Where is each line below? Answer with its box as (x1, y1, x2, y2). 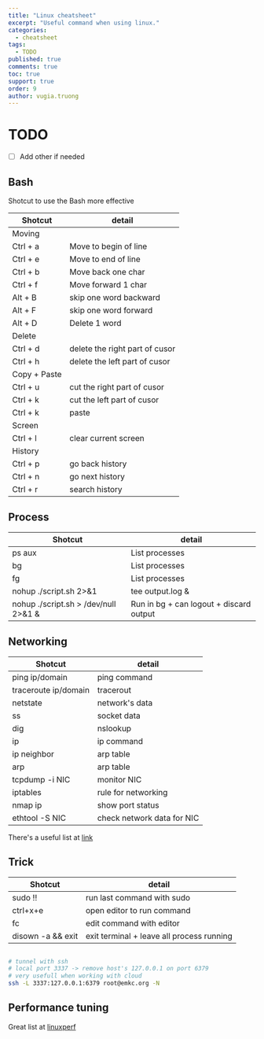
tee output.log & (130, 586, 190, 597)
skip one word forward (69, 305, 153, 316)
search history (69, 484, 123, 495)
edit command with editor (85, 918, 181, 929)
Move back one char (69, 267, 145, 278)
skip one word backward (69, 292, 161, 303)
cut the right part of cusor (69, 382, 165, 393)
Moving (12, 228, 40, 239)
